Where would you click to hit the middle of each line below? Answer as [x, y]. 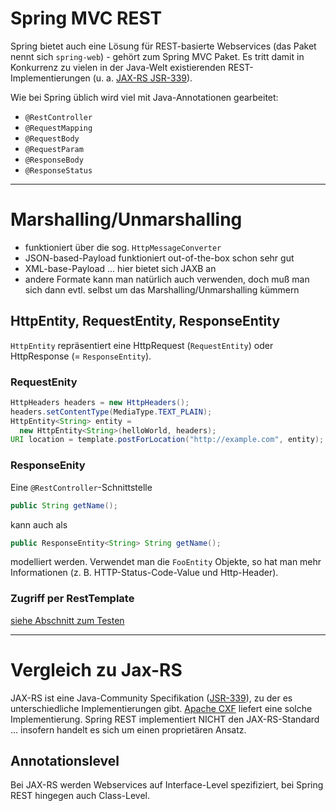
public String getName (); [64, 505]
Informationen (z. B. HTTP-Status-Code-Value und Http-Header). [144, 573]
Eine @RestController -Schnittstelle [81, 487]
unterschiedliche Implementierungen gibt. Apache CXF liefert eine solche [161, 708]
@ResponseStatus [58, 170]
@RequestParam [54, 149]
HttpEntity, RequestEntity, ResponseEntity [145, 321]
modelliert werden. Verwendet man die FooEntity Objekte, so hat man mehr [166, 562]
